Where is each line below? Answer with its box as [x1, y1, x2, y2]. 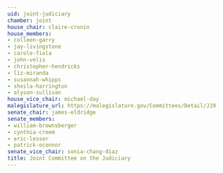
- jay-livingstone [7, 43, 61, 50]
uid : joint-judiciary [7, 10, 71, 18]
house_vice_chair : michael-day [7, 96, 100, 103]
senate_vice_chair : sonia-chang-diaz [7, 148, 119, 155]
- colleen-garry [7, 37, 55, 44]
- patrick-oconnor [7, 142, 61, 149]
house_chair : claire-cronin [7, 23, 90, 30]
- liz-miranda [7, 69, 49, 76]
